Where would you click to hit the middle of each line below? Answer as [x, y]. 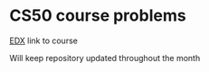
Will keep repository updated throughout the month [105, 58]
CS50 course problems [98, 16]
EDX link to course [44, 40]
